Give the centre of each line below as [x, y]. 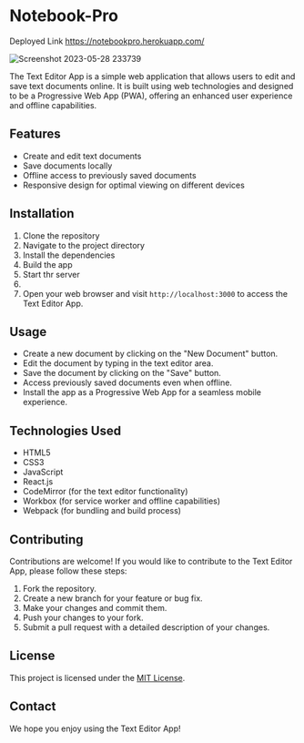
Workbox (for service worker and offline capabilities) [122, 501]
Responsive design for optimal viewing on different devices [134, 185]
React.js [38, 482]
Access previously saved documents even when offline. [127, 382]
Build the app [47, 264]
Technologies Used [65, 430]
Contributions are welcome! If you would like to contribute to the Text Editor [151, 561]
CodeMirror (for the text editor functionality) [105, 492]
